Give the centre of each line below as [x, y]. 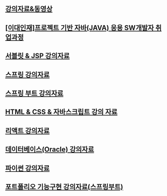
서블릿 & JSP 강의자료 [37, 56]
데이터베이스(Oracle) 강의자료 [50, 149]
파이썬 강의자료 [27, 168]
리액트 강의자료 [27, 131]
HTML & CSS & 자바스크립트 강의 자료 [61, 112]
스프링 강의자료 [27, 75]
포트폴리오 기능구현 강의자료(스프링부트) [64, 187]
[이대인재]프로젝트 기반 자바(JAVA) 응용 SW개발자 [80, 27]
